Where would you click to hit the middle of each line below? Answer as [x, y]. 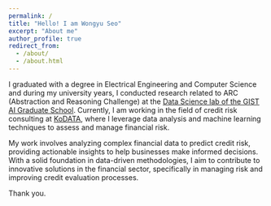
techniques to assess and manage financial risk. [89, 127]
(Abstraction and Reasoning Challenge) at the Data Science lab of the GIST [134, 101]
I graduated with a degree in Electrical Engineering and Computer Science [133, 84]
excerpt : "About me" [44, 31]
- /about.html [39, 62]
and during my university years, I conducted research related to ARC [123, 92]
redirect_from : [34, 46]
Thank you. [27, 193]
